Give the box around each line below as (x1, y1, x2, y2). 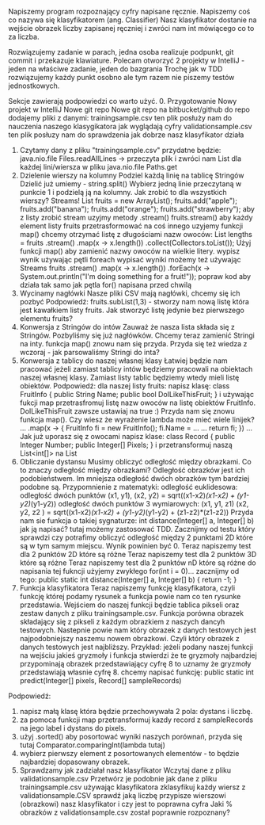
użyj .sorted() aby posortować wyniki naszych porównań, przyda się (19, 732, 243, 741)
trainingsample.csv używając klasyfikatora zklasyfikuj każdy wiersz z (19, 782, 246, 792)
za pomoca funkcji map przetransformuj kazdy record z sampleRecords (19, 715, 254, 724)
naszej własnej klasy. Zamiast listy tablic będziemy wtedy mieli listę (19, 372, 240, 382)
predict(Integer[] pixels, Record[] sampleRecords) (19, 676, 182, 685)
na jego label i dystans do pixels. (19, 724, 127, 732)
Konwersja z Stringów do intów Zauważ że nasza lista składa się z (19, 323, 236, 331)
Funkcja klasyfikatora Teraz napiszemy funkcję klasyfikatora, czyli (19, 583, 236, 593)
